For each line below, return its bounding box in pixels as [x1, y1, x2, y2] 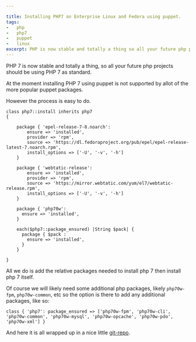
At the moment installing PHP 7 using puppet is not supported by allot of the [6, 80, 188, 87]
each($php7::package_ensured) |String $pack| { [16, 226, 134, 232]
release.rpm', [6, 185, 41, 191]
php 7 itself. [6, 273, 34, 281]
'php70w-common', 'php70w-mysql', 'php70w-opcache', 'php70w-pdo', [6, 313, 174, 319]
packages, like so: [6, 297, 50, 304]
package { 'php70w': [16, 206, 66, 212]
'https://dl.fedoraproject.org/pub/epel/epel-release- [52, 139, 190, 145]
